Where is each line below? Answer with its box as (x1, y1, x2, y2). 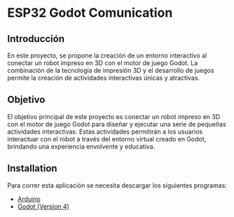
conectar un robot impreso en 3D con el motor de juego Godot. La (7, 59, 198, 67)
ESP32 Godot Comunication (7, 5, 173, 21)
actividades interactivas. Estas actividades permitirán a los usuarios (7, 127, 203, 136)
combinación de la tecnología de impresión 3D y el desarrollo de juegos (7, 66, 214, 74)
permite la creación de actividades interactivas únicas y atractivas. (7, 73, 200, 82)
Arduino (17, 195, 41, 203)
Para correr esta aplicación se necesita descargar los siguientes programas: (7, 181, 228, 190)
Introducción (7, 33, 65, 45)
